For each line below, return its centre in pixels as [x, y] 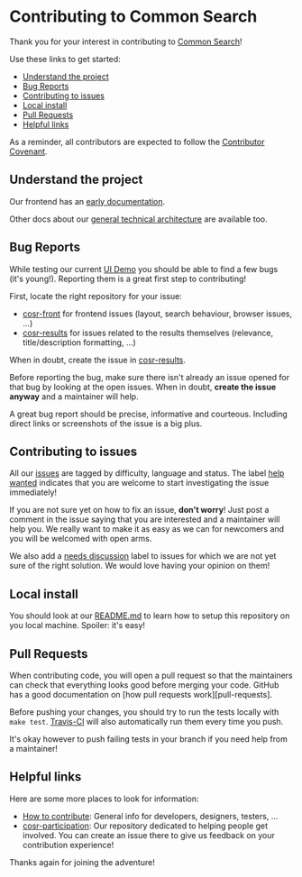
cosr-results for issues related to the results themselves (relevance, [147, 333]
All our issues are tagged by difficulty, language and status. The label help [147, 473]
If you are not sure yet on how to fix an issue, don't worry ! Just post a [139, 510]
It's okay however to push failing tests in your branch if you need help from [149, 739]
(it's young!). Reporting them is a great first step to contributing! [128, 279]
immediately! [33, 492]
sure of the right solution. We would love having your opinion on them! [140, 566]
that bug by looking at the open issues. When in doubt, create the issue [143, 387]
